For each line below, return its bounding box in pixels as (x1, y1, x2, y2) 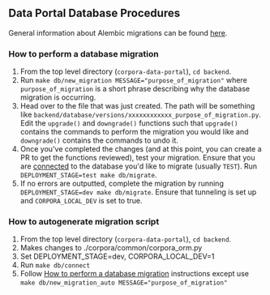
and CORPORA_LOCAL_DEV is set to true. (19, 196, 143, 206)
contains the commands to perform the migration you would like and (19, 127, 249, 137)
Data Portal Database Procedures (8, 6, 181, 20)
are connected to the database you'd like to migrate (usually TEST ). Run (19, 161, 258, 171)
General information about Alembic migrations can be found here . (8, 28, 228, 37)
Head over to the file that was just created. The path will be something (19, 101, 255, 111)
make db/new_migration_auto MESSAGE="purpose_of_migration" (19, 279, 228, 287)
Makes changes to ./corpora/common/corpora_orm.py (19, 243, 203, 253)
